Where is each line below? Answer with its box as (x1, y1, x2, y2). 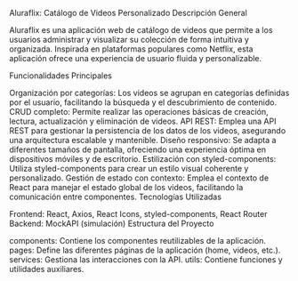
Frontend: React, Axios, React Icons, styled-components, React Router (9, 209, 268, 219)
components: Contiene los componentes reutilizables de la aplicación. (9, 236, 267, 245)
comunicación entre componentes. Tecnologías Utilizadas (9, 191, 222, 202)
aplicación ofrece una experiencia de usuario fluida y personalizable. (9, 53, 262, 63)
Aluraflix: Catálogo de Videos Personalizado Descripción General (9, 8, 247, 18)
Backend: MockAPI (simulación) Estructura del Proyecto (9, 218, 214, 229)
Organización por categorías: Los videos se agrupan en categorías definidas (9, 88, 290, 98)
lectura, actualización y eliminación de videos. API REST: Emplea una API (9, 116, 277, 126)
